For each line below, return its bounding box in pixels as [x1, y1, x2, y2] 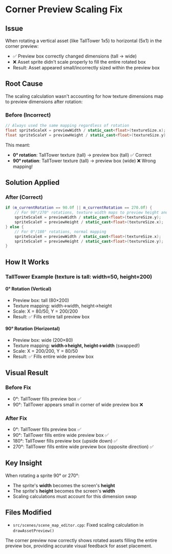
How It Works [5, 258, 50, 266]
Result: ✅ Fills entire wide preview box [12, 353, 94, 360]
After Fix [5, 414, 27, 422]
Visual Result [5, 369, 49, 377]
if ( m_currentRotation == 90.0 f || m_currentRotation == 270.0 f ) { [5, 205, 153, 211]
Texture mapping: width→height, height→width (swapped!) [12, 342, 140, 349]
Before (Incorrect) [5, 111, 51, 119]
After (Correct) [5, 194, 43, 201]
